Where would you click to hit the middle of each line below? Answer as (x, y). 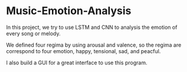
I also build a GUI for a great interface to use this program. (77, 63)
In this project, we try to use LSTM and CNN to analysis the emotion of (92, 27)
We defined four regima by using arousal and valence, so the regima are (94, 45)
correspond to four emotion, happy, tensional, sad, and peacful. (83, 51)
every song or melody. (33, 33)
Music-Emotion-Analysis (69, 11)
